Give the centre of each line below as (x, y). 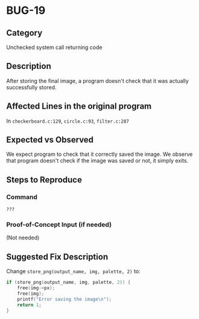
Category (24, 33)
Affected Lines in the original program (79, 106)
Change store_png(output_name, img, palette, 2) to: (73, 271)
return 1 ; (30, 305)
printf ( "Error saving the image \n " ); (65, 299)
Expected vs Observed (50, 140)
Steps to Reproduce (44, 180)
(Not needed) (23, 238)
